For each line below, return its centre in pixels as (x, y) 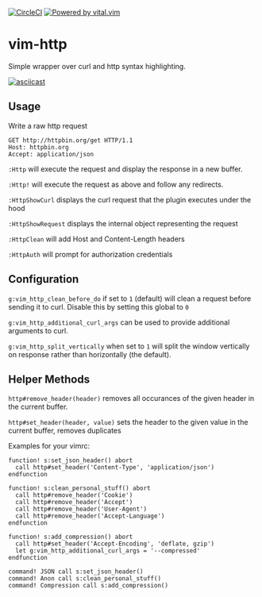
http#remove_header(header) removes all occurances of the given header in (131, 399)
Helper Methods (49, 379)
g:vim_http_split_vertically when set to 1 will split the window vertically (129, 346)
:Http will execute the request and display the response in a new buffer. (126, 169)
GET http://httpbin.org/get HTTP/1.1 (71, 140)
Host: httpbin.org (39, 147)
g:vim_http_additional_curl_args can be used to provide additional (119, 322)
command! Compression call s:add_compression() (89, 586)
